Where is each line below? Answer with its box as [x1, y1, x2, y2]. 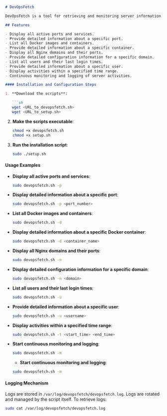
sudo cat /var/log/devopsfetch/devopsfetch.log [5, 406, 106, 411]
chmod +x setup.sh [12, 133, 51, 138]
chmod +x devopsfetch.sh [12, 128, 64, 133]
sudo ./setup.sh [12, 151, 46, 156]
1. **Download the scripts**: [5, 91, 68, 96]
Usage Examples [5, 162, 41, 168]
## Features [5, 22, 30, 27]
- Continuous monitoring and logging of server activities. [5, 73, 133, 78]
